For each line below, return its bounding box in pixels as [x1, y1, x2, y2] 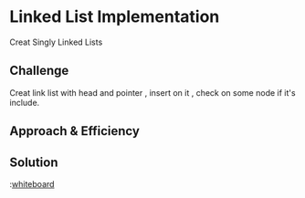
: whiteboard [9, 178, 55, 189]
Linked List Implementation [9, 6, 220, 27]
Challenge [9, 63, 69, 78]
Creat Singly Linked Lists [9, 36, 103, 47]
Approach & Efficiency [9, 123, 140, 139]
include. [9, 97, 40, 108]
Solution [9, 154, 58, 170]
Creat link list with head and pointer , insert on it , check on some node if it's [9, 87, 296, 98]
